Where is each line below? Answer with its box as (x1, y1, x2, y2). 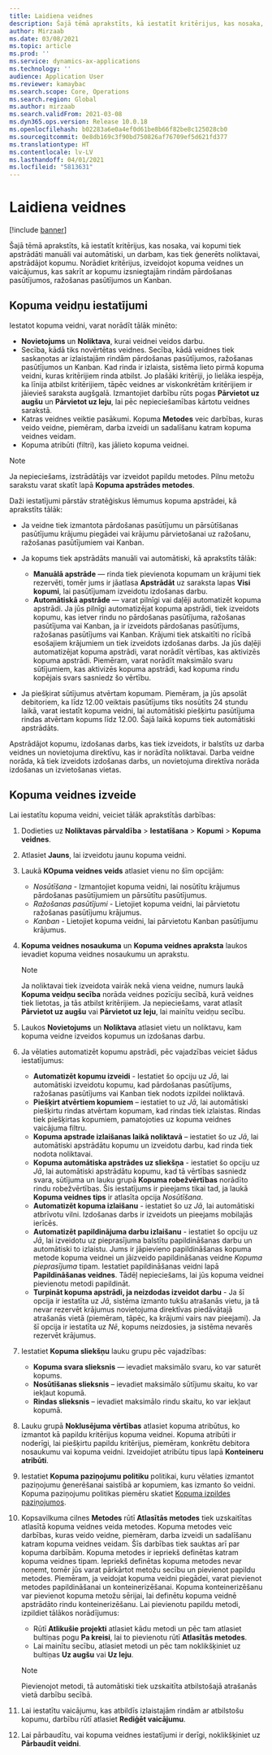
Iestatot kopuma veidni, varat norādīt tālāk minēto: (9, 320, 178, 330)
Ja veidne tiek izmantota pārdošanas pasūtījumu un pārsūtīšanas (20, 520, 239, 529)
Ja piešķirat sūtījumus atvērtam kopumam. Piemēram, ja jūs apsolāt (20, 688, 247, 698)
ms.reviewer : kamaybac (9, 80, 86, 88)
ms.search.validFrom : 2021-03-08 (9, 111, 123, 119)
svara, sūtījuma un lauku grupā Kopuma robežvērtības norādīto (32, 1174, 248, 1184)
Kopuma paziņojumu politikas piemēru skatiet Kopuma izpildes (20, 1488, 231, 1498)
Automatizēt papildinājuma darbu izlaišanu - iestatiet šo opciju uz (32, 1226, 258, 1236)
